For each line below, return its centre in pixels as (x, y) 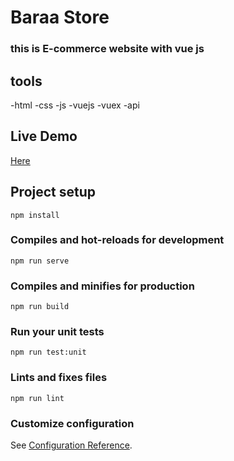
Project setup (53, 192)
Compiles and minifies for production (102, 286)
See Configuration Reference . (71, 445)
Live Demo (44, 136)
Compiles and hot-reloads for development (117, 240)
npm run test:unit (48, 352)
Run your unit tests (57, 332)
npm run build (40, 307)
